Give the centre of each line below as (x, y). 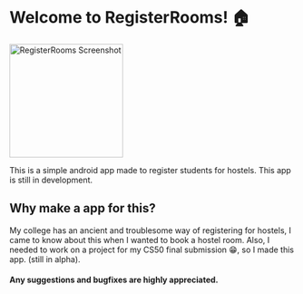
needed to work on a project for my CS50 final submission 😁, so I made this (152, 250)
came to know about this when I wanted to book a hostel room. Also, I (140, 240)
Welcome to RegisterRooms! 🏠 (130, 18)
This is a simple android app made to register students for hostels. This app (151, 170)
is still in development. (51, 180)
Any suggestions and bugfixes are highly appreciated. (114, 280)
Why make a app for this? (83, 208)
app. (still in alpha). (45, 259)
